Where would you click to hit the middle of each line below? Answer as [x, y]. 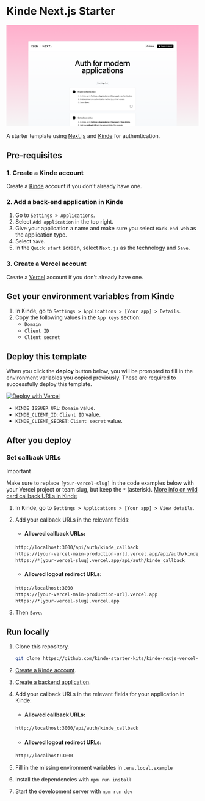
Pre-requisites [34, 155]
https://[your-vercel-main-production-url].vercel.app [86, 594]
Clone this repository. [42, 647]
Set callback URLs [34, 458]
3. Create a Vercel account [46, 264]
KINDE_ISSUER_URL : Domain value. [55, 408]
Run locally [28, 632]
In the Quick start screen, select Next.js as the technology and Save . [103, 248]
